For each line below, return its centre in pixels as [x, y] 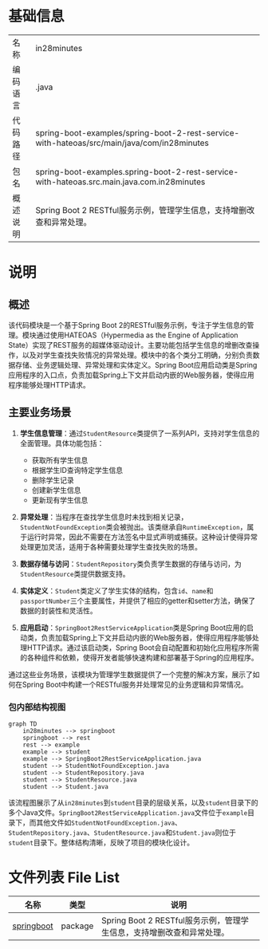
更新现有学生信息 [60, 500]
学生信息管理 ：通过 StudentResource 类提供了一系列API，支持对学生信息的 [140, 433]
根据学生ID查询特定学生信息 [77, 470]
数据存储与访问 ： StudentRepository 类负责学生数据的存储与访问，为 [130, 564]
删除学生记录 [53, 480]
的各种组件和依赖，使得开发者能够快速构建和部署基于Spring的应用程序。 [139, 657]
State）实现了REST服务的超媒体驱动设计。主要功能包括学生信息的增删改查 [130, 345]
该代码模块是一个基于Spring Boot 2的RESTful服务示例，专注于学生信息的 [128, 325]
